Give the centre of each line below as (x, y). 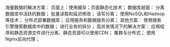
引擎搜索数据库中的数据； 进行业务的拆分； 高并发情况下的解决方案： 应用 (83, 26)
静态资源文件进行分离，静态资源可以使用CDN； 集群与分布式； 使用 (85, 33)
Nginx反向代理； (23, 39)
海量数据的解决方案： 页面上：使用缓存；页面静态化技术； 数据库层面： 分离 (85, 7)
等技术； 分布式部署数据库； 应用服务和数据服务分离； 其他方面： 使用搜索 (83, 20)
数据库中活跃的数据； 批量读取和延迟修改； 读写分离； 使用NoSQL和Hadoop (85, 14)
